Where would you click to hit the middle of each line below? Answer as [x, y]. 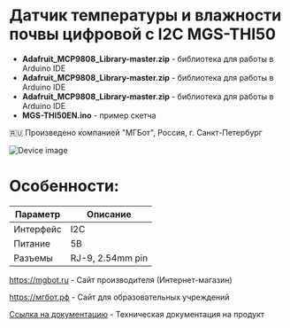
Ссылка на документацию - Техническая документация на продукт [137, 314]
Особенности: [64, 186]
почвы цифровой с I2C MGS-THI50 [143, 34]
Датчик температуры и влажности [145, 16]
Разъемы [33, 258]
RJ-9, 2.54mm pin [109, 258]
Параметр [38, 214]
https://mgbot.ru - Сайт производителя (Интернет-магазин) [121, 279]
